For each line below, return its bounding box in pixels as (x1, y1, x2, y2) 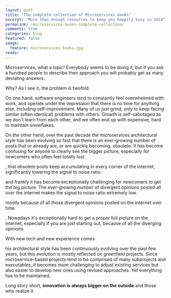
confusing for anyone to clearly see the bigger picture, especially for (5, 148, 150, 154)
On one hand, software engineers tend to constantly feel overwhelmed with (5, 95, 164, 101)
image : (5, 41, 19, 46)
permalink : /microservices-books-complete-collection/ (5, 21, 125, 27)
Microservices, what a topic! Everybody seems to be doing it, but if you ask (5, 64, 164, 70)
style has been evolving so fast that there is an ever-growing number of (5, 137, 156, 143)
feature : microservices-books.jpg (10, 45, 83, 51)
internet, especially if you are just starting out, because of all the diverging (5, 220, 162, 226)
